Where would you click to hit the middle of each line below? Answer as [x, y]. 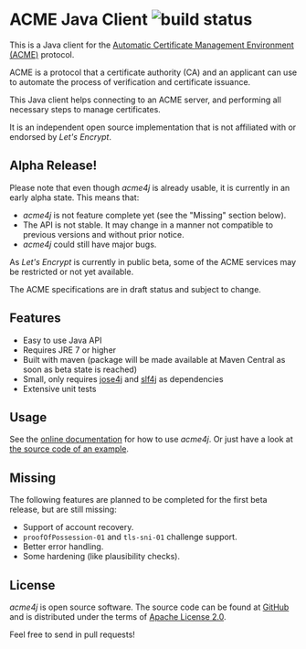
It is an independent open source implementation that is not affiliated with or [153, 127]
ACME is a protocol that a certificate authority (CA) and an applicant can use [153, 72]
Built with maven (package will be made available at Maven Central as [154, 359]
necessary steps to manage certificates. [85, 109]
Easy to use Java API [62, 340]
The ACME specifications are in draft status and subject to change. [136, 289]
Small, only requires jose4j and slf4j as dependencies [123, 378]
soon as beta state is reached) [80, 369]
